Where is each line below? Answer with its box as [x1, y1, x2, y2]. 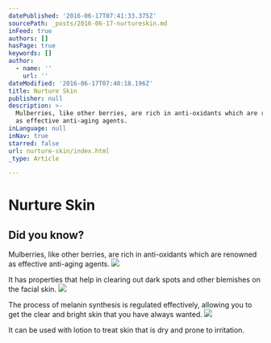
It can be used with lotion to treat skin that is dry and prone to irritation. [8, 325, 244, 335]
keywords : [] [8, 49, 52, 57]
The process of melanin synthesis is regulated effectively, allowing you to [8, 300, 252, 310]
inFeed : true [8, 27, 52, 35]
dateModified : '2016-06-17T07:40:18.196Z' [8, 79, 153, 87]
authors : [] [8, 34, 48, 43]
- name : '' [15, 65, 52, 73]
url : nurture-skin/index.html [8, 147, 110, 155]
